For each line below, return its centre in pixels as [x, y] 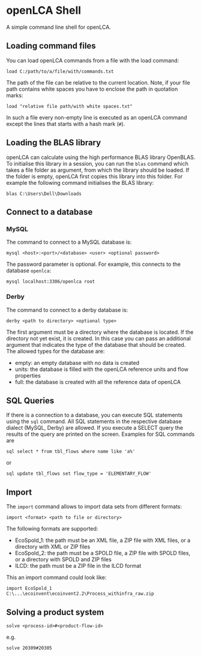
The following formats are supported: [52, 529]
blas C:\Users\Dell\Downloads [44, 194]
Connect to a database [49, 212]
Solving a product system [55, 612]
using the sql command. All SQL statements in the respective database [94, 421]
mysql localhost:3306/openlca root [51, 282]
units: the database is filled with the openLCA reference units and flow [102, 369]
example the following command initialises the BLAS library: [80, 182]
